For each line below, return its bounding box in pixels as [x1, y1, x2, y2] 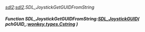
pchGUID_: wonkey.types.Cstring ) [5, 21, 78, 27]
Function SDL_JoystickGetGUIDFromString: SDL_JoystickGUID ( [5, 15, 140, 21]
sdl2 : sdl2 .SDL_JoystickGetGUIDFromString [5, 4, 95, 10]
